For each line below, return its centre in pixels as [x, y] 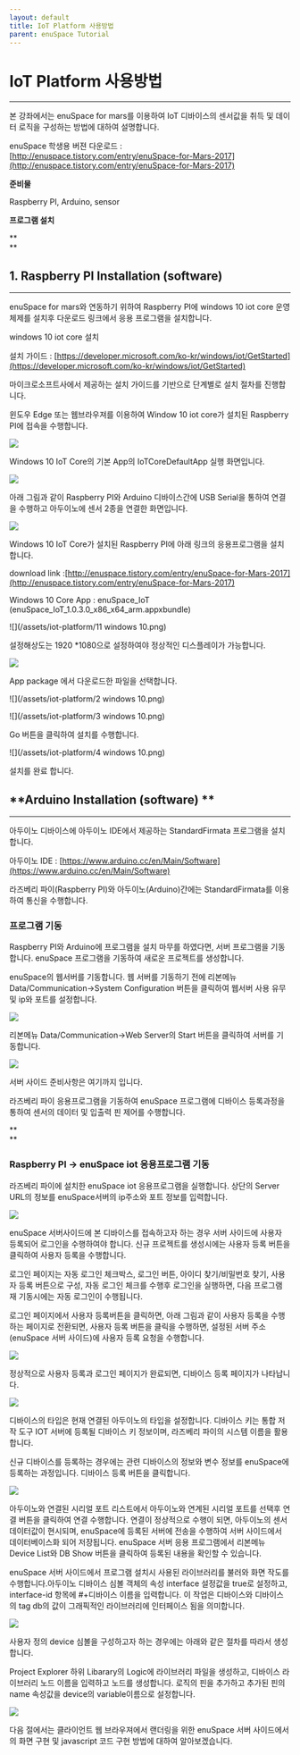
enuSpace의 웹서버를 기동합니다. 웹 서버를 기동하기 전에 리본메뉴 [123, 977]
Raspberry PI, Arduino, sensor [65, 202]
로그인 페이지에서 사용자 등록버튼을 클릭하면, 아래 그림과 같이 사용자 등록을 [139, 1315]
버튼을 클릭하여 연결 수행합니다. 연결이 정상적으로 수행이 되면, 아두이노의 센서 [153, 1519]
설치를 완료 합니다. [42, 771]
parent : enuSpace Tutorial [59, 34]
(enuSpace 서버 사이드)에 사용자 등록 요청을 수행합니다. [107, 1338]
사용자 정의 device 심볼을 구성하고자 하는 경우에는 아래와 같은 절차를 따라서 [141, 1642]
